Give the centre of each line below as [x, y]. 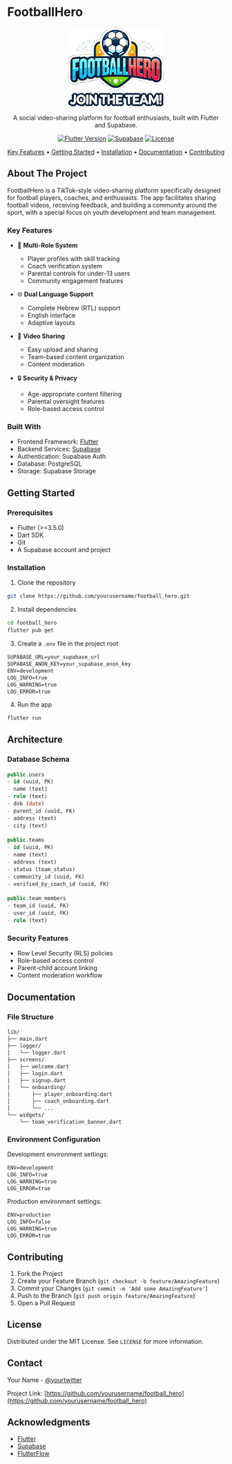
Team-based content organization [76, 357]
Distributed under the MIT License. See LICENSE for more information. [105, 1341]
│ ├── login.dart [35, 1073]
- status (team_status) [41, 869]
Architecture [35, 740]
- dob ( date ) [26, 804]
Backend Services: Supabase [59, 449]
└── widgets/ [26, 1115]
